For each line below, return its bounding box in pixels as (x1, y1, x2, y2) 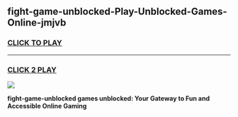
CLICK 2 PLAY (7, 65, 57, 74)
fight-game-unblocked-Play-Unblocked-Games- (7, 6, 228, 18)
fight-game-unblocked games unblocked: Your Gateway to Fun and (7, 94, 210, 102)
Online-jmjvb (7, 17, 67, 29)
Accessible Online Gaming (7, 101, 87, 110)
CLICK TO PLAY (7, 38, 62, 48)
